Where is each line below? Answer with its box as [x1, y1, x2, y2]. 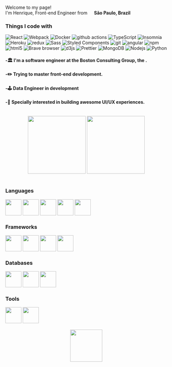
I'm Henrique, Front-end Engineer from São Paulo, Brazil [5, 10, 131, 16]
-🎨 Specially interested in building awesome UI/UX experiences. [5, 99, 145, 105]
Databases [5, 259, 33, 266]
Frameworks [5, 223, 37, 230]
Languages [5, 187, 34, 195]
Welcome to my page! [5, 5, 52, 10]
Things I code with [5, 23, 52, 30]
